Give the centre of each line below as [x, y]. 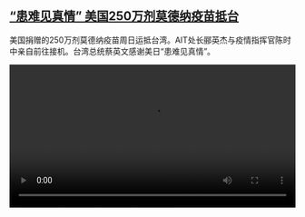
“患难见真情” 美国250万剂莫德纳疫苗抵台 [124, 16]
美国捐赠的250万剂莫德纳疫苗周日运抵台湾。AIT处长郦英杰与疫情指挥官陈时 [151, 40]
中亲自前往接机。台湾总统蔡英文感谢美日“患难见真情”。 [113, 51]
